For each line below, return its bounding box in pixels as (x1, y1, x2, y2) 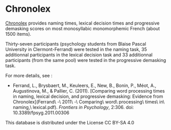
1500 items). (5, 31, 32, 37)
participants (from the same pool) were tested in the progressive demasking (5, 57, 166, 63)
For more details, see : (5, 72, 53, 78)
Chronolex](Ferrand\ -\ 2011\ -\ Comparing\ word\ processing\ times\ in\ (12, 98, 165, 105)
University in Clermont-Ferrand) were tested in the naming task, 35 (5, 46, 147, 52)
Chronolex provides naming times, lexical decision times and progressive (5, 20, 160, 26)
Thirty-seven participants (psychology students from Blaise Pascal (5, 40, 146, 47)
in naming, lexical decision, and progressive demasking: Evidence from (12, 93, 163, 99)
